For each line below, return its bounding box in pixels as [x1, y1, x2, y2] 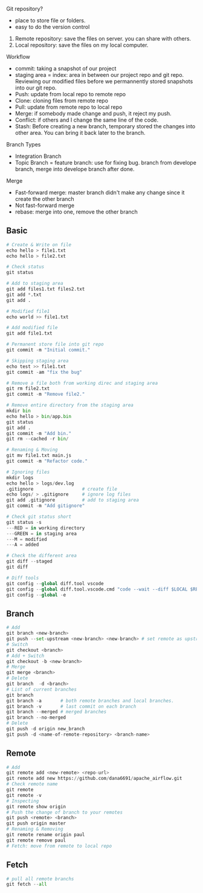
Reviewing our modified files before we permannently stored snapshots [14, 78, 193, 85]
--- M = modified [6, 536, 47, 542]
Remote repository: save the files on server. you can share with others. [14, 35, 192, 42]
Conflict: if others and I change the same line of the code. [14, 116, 159, 123]
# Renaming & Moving [6, 447, 59, 453]
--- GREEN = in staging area [6, 531, 77, 537]
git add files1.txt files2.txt [6, 286, 85, 292]
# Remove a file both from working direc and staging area [6, 380, 158, 386]
